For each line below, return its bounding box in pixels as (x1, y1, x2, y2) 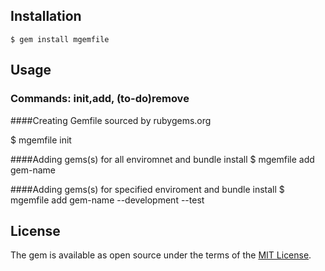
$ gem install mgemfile (10, 34, 110, 44)
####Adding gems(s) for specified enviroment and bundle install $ (10, 183, 285, 195)
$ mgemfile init (10, 134, 72, 146)
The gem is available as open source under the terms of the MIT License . (10, 249, 312, 261)
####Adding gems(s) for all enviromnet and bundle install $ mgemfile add (10, 153, 315, 165)
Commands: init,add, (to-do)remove (10, 92, 190, 106)
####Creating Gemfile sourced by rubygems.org (10, 114, 212, 126)
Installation (10, 8, 82, 25)
